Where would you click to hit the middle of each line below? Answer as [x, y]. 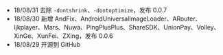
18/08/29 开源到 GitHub [47, 44]
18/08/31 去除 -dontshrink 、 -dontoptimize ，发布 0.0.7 [90, 10]
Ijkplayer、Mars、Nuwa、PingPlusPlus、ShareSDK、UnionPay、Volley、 [117, 27]
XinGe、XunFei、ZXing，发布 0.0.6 [63, 36]
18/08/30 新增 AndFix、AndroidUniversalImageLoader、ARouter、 [107, 19]
